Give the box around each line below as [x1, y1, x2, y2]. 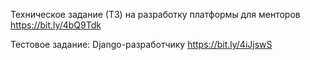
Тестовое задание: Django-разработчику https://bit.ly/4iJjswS [10, 39, 273, 50]
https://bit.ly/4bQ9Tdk [10, 19, 102, 31]
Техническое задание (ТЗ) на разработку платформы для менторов [10, 9, 301, 20]
